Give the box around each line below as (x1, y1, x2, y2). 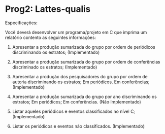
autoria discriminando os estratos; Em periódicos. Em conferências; (12, 79, 150, 85)
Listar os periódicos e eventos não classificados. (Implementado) (12, 123, 145, 129)
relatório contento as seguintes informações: (5, 34, 96, 40)
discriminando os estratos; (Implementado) (12, 49, 100, 55)
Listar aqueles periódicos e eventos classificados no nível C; (12, 108, 135, 114)
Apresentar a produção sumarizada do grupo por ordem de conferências (12, 59, 161, 65)
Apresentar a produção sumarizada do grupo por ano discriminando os (12, 94, 157, 100)
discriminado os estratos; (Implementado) (12, 64, 98, 70)
